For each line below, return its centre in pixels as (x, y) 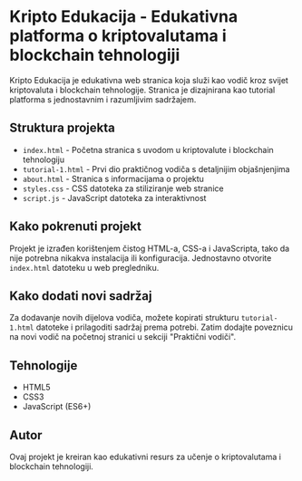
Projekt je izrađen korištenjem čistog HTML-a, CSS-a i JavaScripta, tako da (150, 248)
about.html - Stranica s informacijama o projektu (113, 178)
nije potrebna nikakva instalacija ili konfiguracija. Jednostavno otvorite (141, 258)
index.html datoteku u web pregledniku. (84, 267)
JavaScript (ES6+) (57, 407)
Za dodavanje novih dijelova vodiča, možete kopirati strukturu (124, 318)
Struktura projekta (62, 128)
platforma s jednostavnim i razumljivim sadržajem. (103, 99)
